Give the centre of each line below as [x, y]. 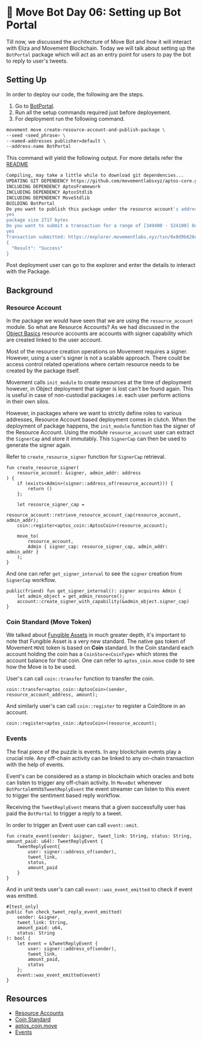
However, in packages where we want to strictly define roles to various [94, 413]
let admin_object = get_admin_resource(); [71, 597]
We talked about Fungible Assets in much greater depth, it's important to [96, 635]
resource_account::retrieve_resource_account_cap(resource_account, [94, 515]
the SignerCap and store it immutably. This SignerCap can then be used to [96, 439]
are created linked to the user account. [54, 340]
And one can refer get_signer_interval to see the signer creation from [94, 574]
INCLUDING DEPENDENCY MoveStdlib [48, 198]
